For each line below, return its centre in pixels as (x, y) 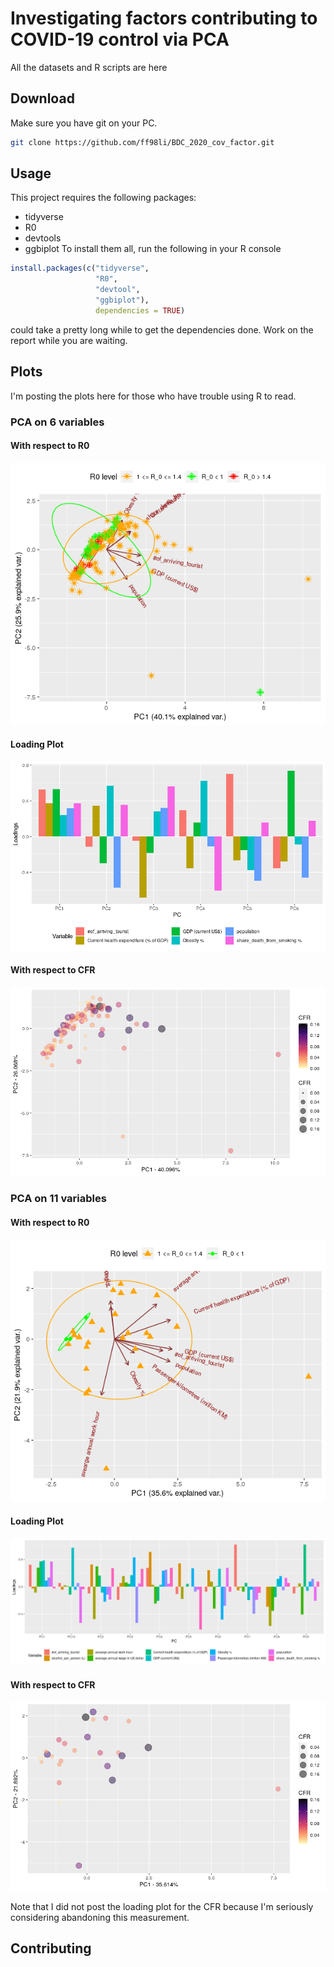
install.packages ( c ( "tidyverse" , (80, 268)
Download (42, 98)
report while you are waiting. (69, 340)
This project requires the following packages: (103, 198)
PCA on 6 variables (57, 422)
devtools (43, 238)
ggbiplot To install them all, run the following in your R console (153, 249)
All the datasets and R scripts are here (89, 67)
